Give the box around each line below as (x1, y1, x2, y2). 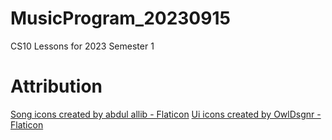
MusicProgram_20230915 (10, 7, 231, 30)
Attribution (10, 75, 103, 98)
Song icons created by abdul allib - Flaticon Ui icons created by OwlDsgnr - (10, 108, 322, 120)
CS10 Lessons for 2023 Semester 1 (10, 40, 155, 52)
